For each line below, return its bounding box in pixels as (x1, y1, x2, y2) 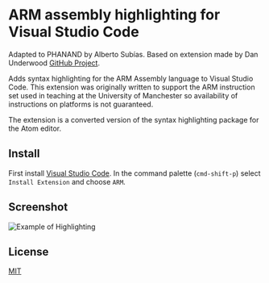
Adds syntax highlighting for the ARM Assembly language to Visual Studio (8, 73, 254, 83)
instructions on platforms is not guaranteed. (8, 99, 154, 109)
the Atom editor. (8, 123, 62, 133)
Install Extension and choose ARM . (8, 177, 126, 186)
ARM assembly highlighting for (8, 6, 221, 24)
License (8, 244, 49, 259)
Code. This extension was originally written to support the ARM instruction (8, 82, 255, 92)
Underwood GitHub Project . (8, 58, 101, 68)
